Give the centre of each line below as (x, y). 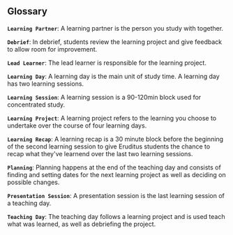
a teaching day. (29, 203)
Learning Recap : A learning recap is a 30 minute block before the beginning (115, 139)
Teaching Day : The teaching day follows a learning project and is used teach (116, 216)
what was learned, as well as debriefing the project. (81, 224)
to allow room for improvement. (52, 49)
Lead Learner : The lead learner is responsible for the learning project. (107, 63)
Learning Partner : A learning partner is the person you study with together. (115, 28)
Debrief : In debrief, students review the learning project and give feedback (114, 42)
